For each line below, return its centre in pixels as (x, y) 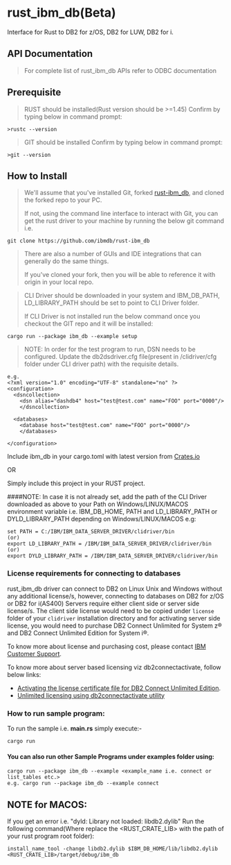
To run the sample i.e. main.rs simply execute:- (75, 728)
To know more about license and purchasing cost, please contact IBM (107, 646)
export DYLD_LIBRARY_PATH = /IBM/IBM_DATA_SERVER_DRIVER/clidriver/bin (112, 556)
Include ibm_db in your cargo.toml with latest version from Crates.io (104, 457)
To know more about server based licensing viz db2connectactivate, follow (114, 667)
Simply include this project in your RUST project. (76, 483)
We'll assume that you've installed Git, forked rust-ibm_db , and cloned (124, 193)
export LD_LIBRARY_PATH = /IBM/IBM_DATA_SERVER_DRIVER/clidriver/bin (110, 544)
